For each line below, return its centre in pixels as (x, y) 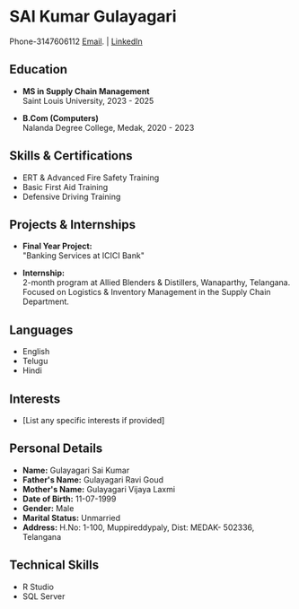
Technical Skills (54, 565)
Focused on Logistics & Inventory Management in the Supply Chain (146, 292)
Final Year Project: (57, 246)
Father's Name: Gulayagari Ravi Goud (93, 479)
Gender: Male (48, 508)
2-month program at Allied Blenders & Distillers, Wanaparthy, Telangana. (156, 283)
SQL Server (44, 596)
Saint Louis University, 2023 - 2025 (88, 100)
